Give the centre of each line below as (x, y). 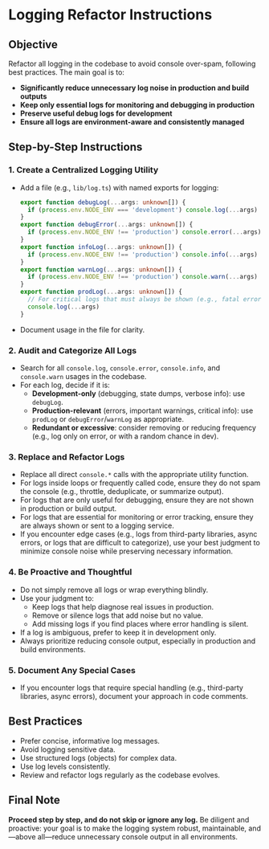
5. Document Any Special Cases (72, 670)
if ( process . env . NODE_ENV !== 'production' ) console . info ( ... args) (143, 255)
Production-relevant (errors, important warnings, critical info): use (143, 410)
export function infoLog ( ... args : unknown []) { (101, 247)
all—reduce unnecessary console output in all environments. (138, 836)
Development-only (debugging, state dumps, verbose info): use (139, 393)
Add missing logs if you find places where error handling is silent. (140, 623)
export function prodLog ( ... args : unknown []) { (101, 292)
